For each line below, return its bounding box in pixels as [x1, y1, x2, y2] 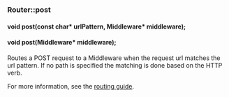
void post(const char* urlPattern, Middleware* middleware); [7, 22, 186, 31]
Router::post [7, 5, 51, 15]
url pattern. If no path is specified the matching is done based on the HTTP [7, 61, 223, 69]
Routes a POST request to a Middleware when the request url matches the [7, 54, 221, 62]
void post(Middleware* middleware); [7, 38, 117, 47]
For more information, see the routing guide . [7, 82, 135, 90]
